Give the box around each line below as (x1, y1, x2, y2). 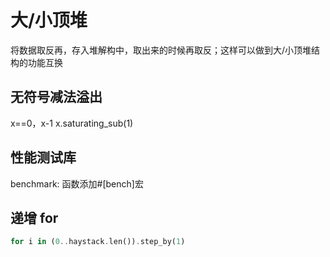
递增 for (10, 209, 59, 226)
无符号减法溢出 (10, 89, 103, 106)
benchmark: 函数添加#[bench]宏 (10, 177, 144, 190)
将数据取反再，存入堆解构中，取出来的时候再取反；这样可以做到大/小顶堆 (10, 44, 312, 56)
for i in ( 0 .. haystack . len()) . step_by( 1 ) (10, 237, 186, 247)
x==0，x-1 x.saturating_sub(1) (10, 117, 134, 129)
